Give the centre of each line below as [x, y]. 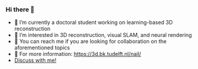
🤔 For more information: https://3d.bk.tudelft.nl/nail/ [78, 54]
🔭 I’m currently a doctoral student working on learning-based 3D [94, 23]
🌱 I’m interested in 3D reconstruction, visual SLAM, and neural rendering [103, 35]
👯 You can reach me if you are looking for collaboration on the [90, 42]
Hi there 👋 [20, 10]
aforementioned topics [42, 48]
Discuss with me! [35, 60]
